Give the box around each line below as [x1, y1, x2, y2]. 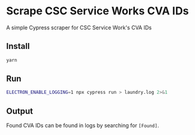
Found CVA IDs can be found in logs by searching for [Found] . [6, 122, 159, 129]
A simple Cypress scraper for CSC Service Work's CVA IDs [6, 24, 152, 31]
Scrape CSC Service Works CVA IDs [6, 4, 189, 18]
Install [6, 41, 30, 51]
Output [6, 106, 33, 116]
